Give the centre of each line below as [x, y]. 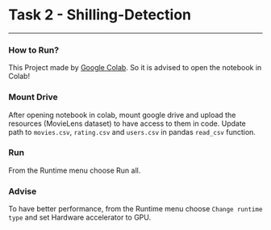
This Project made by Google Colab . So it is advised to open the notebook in [135, 68]
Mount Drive [33, 97]
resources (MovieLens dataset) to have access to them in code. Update [127, 123]
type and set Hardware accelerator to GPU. [80, 217]
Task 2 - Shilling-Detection [100, 15]
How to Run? [33, 50]
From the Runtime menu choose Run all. [75, 170]
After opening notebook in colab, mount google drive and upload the [122, 115]
